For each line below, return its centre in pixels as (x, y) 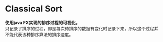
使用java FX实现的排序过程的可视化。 (43, 22)
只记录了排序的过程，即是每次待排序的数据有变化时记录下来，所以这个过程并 (82, 28)
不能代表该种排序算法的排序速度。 (39, 34)
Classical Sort (34, 9)
